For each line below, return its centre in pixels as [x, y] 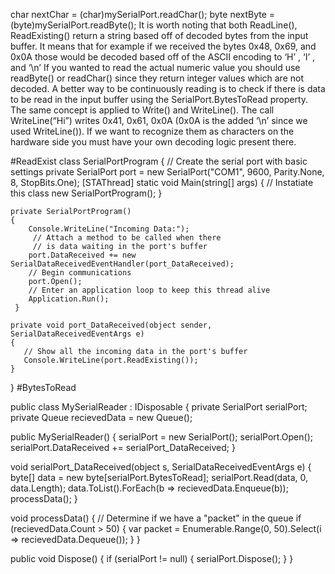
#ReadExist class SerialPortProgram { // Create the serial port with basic [159, 161]
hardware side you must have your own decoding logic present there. [153, 142]
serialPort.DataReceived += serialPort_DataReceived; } [123, 447]
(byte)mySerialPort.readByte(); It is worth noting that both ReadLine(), [154, 25]
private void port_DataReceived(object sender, [111, 325]
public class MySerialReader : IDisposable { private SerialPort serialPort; [159, 407]
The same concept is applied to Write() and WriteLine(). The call [142, 110]
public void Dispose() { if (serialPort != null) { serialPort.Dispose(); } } [152, 558]
